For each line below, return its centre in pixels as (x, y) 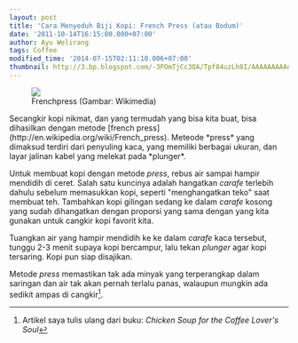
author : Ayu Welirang (49, 42)
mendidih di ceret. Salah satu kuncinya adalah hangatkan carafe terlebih (141, 182)
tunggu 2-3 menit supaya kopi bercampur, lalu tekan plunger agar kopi (138, 247)
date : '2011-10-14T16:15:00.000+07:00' (83, 34)
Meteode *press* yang (213, 137)
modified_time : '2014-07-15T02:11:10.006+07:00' (101, 59)
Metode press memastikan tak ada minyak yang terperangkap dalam (134, 274)
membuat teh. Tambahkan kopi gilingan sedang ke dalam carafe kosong (141, 202)
